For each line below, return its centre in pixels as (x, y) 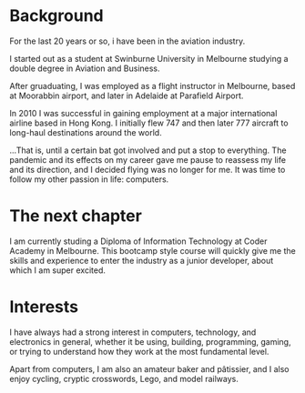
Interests (44, 307)
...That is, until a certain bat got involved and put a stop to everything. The (148, 150)
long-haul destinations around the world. (86, 132)
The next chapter (76, 216)
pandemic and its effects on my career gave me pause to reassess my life (148, 159)
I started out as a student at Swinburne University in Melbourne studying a (149, 58)
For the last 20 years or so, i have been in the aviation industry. (127, 41)
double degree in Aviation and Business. (85, 68)
